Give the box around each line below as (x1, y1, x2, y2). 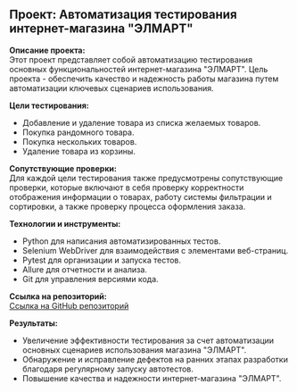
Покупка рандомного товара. (21, 127, 135, 138)
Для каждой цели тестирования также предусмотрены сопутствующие (9, 172, 284, 183)
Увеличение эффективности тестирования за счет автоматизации (21, 335, 275, 346)
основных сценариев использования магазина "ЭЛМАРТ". (21, 344, 247, 355)
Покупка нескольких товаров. (21, 136, 137, 146)
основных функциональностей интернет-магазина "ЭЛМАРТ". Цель (9, 63, 268, 74)
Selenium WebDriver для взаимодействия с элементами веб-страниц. (21, 245, 289, 255)
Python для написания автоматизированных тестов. (21, 236, 221, 246)
